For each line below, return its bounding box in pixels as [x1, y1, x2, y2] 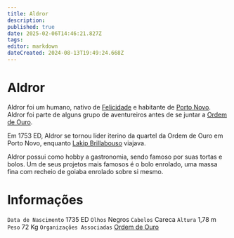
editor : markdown [7, 43, 58, 50]
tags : [7, 37, 23, 44]
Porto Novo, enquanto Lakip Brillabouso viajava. [7, 138, 146, 147]
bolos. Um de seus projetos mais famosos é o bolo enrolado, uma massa [7, 159, 218, 168]
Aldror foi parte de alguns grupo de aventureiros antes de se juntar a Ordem [7, 110, 227, 119]
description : [7, 17, 46, 24]
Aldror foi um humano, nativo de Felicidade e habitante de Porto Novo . [7, 103, 211, 111]
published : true [7, 23, 55, 30]
